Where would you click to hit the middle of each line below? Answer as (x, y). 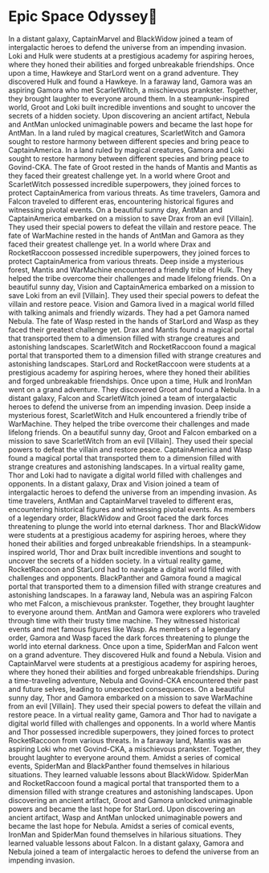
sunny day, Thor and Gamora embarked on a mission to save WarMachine (130, 697)
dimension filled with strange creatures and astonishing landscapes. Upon (131, 792)
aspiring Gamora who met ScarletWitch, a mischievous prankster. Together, (133, 90)
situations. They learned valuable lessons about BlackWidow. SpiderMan (128, 774)
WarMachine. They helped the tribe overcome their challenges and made (129, 424)
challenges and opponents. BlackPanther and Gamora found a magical (125, 577)
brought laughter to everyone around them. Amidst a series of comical (124, 757)
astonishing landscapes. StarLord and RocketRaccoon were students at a (129, 364)
